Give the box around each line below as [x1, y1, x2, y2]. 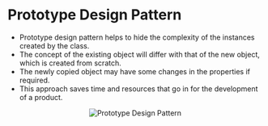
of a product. [19, 92, 63, 102]
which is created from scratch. [19, 58, 122, 68]
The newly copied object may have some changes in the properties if [19, 66, 250, 76]
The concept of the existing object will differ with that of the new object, [19, 49, 261, 59]
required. [19, 75, 50, 85]
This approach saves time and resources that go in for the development [19, 83, 258, 94]
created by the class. [19, 40, 90, 50]
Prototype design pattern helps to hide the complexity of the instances [19, 32, 255, 42]
